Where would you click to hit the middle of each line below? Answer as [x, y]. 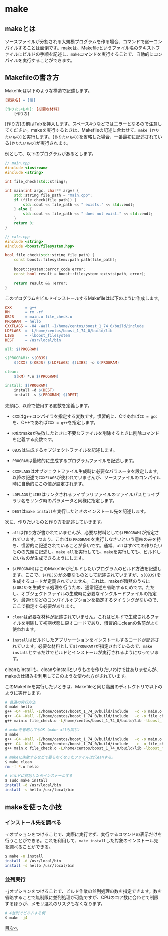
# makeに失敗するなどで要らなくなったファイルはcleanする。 [60, 758]
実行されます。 [56, 143]
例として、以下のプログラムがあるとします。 [51, 154]
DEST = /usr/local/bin [33, 340]
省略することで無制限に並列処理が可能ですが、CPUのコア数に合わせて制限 [82, 898]
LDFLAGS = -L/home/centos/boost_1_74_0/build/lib [59, 331]
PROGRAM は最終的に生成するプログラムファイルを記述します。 [75, 460]
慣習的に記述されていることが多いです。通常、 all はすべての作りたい [92, 545]
